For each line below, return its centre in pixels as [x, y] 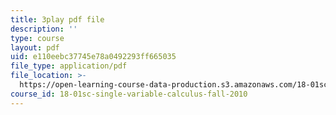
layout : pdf [35, 47]
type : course [37, 38]
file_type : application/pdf [69, 66]
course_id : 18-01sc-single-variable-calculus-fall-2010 [129, 94]
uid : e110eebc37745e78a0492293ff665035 [93, 57]
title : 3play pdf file [57, 19]
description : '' [44, 29]
